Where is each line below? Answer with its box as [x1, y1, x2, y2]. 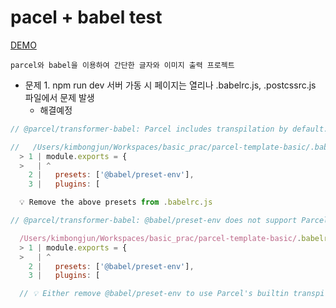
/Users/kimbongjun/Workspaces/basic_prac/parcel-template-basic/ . [19, 233, 302, 243]
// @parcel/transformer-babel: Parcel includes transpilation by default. [10, 124, 329, 134]
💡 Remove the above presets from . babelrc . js [19, 197, 213, 208]
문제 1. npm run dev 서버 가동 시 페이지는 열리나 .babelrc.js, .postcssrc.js [24, 79, 317, 91]
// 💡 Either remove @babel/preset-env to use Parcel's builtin [19, 289, 290, 299]
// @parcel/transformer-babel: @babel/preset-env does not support [10, 216, 298, 226]
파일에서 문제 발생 [24, 91, 95, 103]
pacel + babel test [10, 6, 163, 29]
